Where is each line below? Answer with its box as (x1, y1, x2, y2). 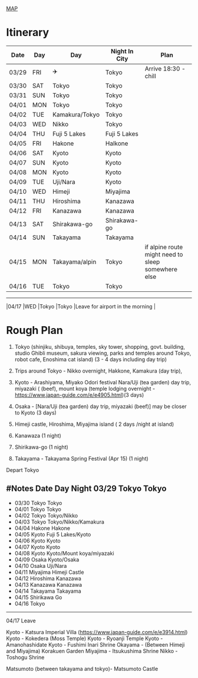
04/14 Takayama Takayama (14, 587, 81, 595)
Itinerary (6, 26, 49, 39)
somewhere (144, 265, 178, 273)
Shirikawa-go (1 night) (14, 444, 69, 451)
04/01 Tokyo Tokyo (14, 506, 62, 513)
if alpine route (144, 243, 183, 251)
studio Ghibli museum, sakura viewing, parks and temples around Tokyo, (14, 349, 192, 356)
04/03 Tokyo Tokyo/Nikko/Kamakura (14, 518, 105, 525)
